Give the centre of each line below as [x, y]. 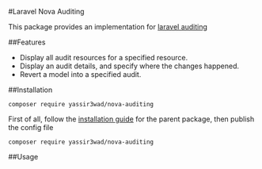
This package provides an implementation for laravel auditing [108, 27]
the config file [31, 127]
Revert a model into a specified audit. [80, 74]
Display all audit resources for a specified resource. [104, 58]
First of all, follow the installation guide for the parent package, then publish [131, 119]
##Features [27, 42]
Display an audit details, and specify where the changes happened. [129, 66]
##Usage [23, 157]
